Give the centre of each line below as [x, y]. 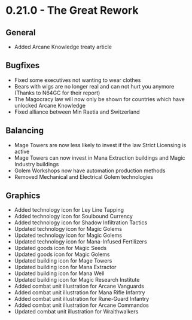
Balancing [25, 131]
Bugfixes [23, 65]
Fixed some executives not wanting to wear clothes [77, 80]
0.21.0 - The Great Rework [72, 10]
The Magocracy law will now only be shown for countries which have [99, 99]
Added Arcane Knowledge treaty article [63, 47]
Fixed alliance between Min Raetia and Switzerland [77, 112]
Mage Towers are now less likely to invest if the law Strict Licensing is [100, 145]
